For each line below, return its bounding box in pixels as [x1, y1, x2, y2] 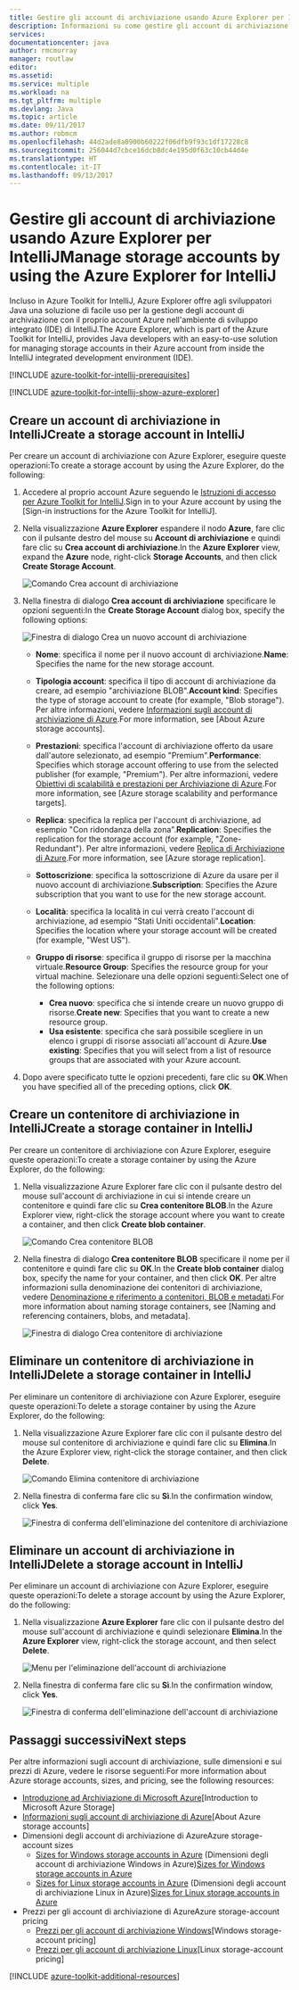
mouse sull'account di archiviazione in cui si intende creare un [21, 1190, 251, 1201]
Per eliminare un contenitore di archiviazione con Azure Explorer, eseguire [9, 1391, 281, 1402]
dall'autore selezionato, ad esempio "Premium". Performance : [35, 750, 262, 760]
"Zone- [214, 833, 242, 844]
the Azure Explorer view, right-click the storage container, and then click [21, 1447, 287, 1457]
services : [9, 29, 46, 38]
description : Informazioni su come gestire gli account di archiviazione [9, 21, 289, 30]
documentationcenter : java [9, 37, 109, 47]
